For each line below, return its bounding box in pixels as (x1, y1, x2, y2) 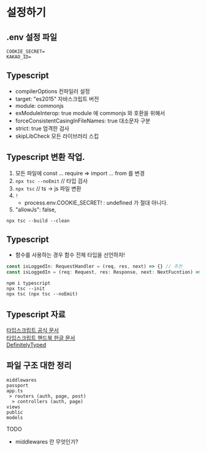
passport (6, 382, 29, 388)
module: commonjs (15, 102, 64, 109)
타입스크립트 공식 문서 (6, 327, 59, 334)
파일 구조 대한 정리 (6, 360, 72, 371)
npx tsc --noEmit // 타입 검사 (15, 177, 88, 184)
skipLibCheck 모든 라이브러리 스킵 (15, 132, 99, 140)
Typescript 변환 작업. (6, 152, 85, 162)
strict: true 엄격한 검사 (15, 124, 69, 132)
